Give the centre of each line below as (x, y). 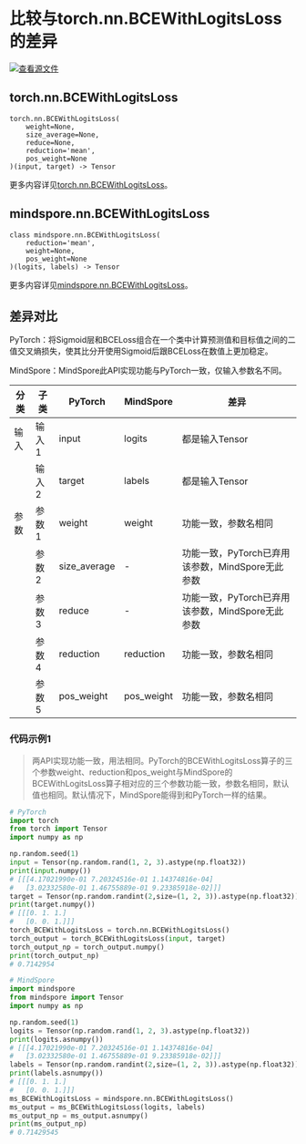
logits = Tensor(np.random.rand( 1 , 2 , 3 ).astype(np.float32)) (130, 1031)
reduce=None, (51, 142)
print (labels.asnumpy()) (56, 1073)
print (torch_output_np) (55, 955)
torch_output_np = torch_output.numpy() (87, 947)
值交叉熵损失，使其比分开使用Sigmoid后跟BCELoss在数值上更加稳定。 (141, 351)
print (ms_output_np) (49, 1124)
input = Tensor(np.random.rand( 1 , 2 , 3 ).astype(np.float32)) (128, 862)
